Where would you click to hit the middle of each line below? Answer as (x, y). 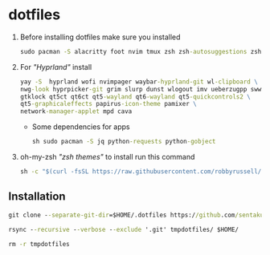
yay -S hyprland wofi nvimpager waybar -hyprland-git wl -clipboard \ (139, 82)
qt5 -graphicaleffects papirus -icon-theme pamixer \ (108, 104)
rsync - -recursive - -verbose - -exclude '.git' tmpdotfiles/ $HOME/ (124, 229)
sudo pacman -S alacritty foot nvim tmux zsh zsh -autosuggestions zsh (141, 51)
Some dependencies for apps (81, 127)
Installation (37, 197)
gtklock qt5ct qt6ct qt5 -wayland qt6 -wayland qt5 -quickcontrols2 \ (135, 97)
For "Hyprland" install (56, 67)
